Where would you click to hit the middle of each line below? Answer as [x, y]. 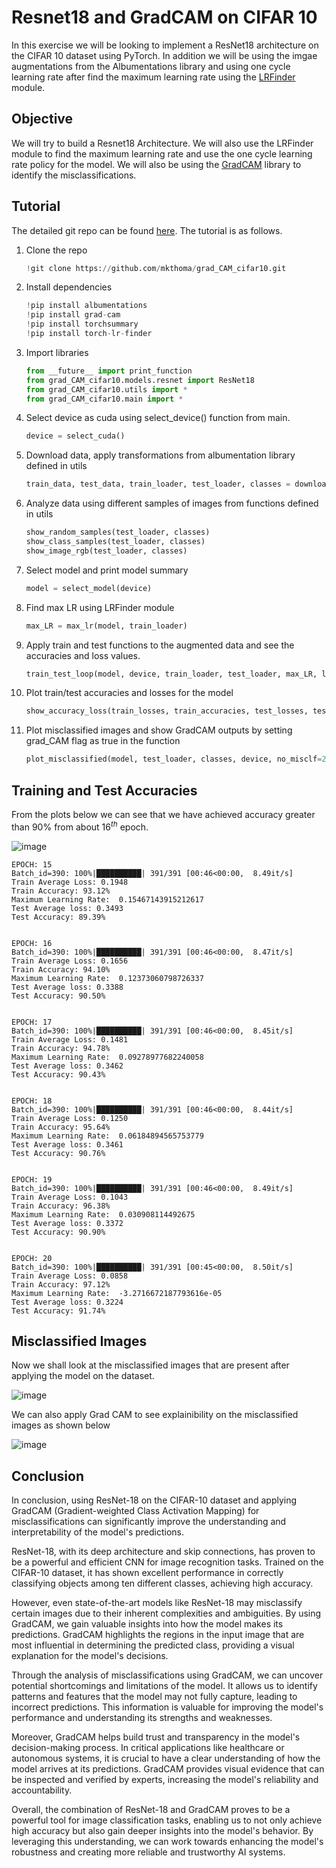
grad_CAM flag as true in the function [103, 741]
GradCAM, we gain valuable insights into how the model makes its [147, 1624]
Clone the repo [56, 250]
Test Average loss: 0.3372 [67, 1223]
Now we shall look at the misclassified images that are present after [150, 1365]
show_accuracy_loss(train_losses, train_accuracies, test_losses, [167, 711]
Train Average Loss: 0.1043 [70, 1197]
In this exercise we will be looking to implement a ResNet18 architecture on [165, 45]
